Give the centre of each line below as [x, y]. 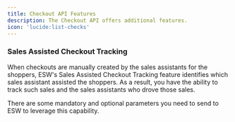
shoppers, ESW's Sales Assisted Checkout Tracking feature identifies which [118, 74]
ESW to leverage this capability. [53, 111]
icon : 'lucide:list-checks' [49, 27]
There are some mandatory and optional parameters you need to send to [113, 103]
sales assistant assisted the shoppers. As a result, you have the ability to [113, 82]
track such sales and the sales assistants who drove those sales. [101, 90]
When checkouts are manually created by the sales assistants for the [108, 67]
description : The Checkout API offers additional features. [98, 20]
